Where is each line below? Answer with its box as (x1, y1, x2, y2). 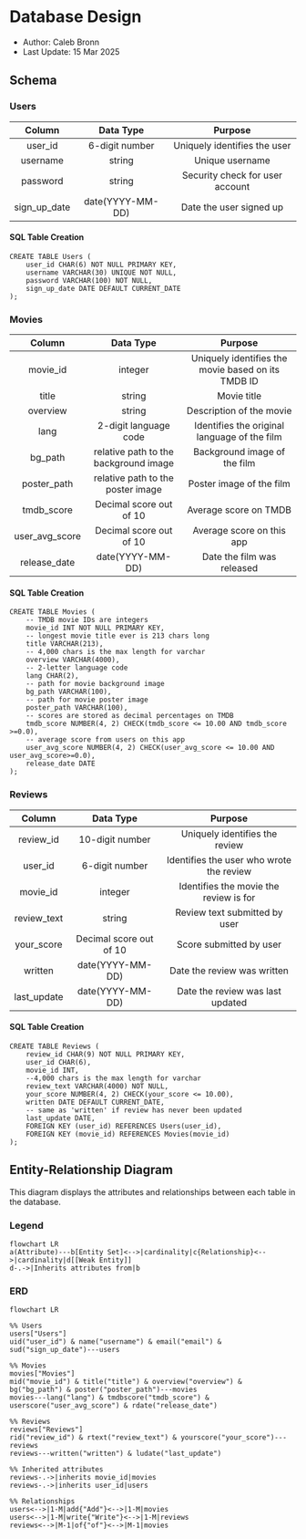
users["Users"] (9, 1329, 67, 1338)
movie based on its (199, 363, 280, 376)
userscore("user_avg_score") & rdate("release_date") (9, 1401, 219, 1410)
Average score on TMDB (186, 504, 292, 516)
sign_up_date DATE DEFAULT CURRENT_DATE (25, 284, 181, 293)
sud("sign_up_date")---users (9, 1346, 120, 1355)
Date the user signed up (180, 201, 284, 213)
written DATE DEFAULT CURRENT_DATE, (25, 1097, 166, 1107)
